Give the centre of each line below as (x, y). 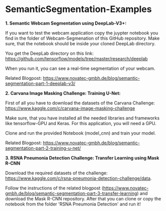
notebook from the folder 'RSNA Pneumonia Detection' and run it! (73, 204)
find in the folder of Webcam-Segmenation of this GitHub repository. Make (82, 38)
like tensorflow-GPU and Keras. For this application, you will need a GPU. (81, 123)
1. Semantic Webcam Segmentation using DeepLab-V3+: (66, 23)
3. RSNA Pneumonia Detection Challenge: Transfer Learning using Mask (82, 158)
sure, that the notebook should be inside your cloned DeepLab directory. (80, 43)
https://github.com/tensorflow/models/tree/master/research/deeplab (76, 58)
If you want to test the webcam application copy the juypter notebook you (82, 33)
